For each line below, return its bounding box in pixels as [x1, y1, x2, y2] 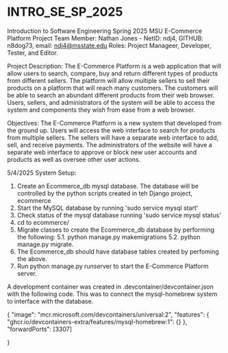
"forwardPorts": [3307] [7, 325, 73, 333]
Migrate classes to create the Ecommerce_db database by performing [16, 226, 214, 234]
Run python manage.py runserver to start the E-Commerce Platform [16, 262, 209, 270]
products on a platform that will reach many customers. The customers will [7, 84, 218, 92]
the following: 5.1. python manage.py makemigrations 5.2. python [16, 232, 201, 241]
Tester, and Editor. [7, 49, 58, 57]
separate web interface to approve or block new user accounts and [7, 148, 197, 156]
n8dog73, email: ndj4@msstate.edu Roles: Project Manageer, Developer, [7, 41, 212, 49]
